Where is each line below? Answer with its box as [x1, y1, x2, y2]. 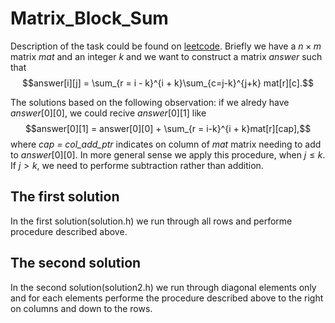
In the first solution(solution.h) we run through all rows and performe [10, 215, 293, 227]
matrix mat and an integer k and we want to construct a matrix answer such [10, 50, 323, 62]
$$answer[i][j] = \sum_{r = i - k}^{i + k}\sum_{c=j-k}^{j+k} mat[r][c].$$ [22, 77, 314, 89]
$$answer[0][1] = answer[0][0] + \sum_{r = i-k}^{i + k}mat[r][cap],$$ [24, 122, 312, 134]
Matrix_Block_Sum [10, 7, 169, 30]
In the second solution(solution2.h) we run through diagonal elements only [10, 281, 317, 293]
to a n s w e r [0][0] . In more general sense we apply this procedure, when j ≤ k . [10, 148, 326, 161]
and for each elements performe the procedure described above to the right [10, 292, 324, 304]
